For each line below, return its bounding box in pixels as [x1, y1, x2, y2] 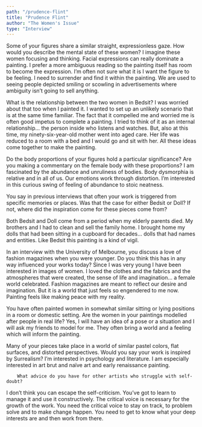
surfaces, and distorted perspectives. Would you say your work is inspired [6, 348, 191, 356]
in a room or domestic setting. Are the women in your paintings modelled [6, 312, 188, 319]
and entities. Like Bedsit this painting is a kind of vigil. [6, 237, 139, 244]
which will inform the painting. [6, 330, 81, 338]
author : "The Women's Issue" [6, 20, 80, 26]
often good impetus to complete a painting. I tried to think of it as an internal [6, 118, 195, 126]
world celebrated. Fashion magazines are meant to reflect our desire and [6, 280, 188, 287]
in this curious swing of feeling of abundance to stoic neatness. [6, 181, 164, 188]
